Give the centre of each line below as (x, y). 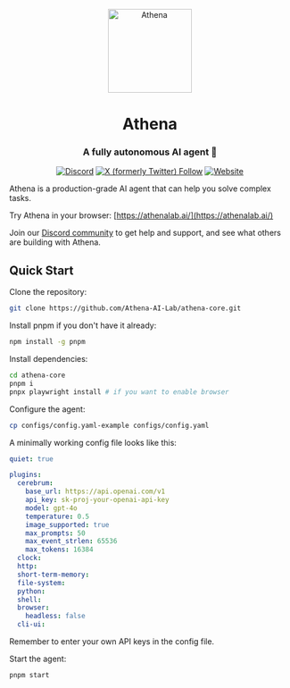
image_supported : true (67, 524)
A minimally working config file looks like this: (93, 442)
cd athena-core (37, 375)
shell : (29, 600)
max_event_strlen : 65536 (71, 541)
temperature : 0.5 (58, 516)
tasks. (21, 198)
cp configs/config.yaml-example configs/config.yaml (109, 425)
